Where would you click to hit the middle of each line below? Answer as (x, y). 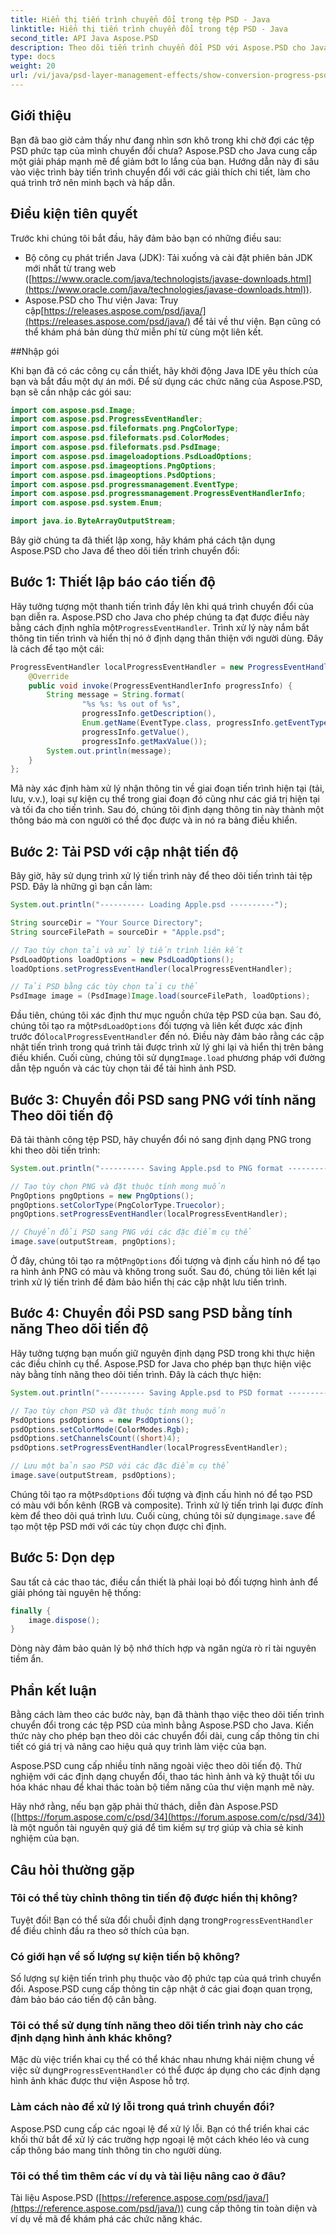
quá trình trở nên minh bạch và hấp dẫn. (92, 182)
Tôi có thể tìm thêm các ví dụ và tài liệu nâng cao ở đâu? (148, 2176)
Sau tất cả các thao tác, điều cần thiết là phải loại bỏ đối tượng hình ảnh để (164, 1582)
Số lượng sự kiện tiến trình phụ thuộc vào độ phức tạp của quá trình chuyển (166, 1978)
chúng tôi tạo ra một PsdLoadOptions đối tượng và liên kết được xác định (156, 1026)
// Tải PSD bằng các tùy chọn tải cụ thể (104, 987)
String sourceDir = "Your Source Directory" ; (106, 923)
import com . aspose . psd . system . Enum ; (86, 503)
